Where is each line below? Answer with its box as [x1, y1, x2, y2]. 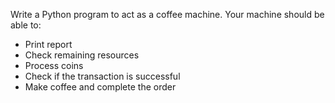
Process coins [24, 60, 84, 71]
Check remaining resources [24, 49, 140, 61]
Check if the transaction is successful [24, 70, 181, 82]
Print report [24, 39, 73, 50]
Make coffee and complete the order [24, 81, 177, 93]
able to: [10, 19, 42, 31]
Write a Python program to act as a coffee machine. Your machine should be [10, 9, 325, 20]
